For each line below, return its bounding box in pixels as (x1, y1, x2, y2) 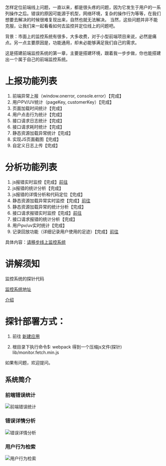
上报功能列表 (5, 76, 58, 87)
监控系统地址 (5, 286, 31, 292)
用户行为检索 (5, 443, 36, 450)
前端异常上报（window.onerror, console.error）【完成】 (12, 93, 124, 99)
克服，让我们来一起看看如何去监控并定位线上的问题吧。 (5, 23, 118, 29)
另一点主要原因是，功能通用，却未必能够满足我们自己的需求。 (13, 40, 139, 46)
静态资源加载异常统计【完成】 (12, 130, 73, 136)
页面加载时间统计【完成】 (12, 105, 65, 111)
